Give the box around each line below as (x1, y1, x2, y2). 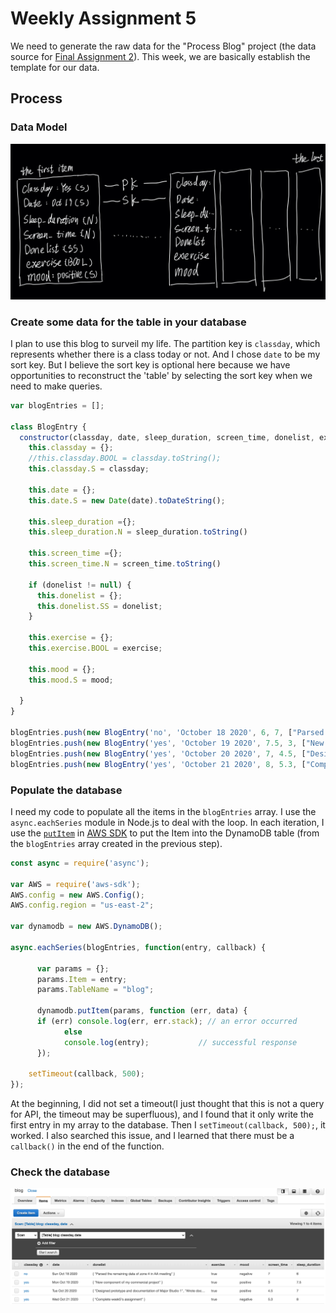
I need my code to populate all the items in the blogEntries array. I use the (10, 805, 317, 817)
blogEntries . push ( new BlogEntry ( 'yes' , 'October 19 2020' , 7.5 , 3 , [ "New (10, 738, 325, 748)
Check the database (10, 1165, 111, 1179)
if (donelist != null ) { (28, 580, 132, 590)
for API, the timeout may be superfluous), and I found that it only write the (10, 1108, 314, 1121)
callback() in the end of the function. (10, 1140, 165, 1152)
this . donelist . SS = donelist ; (36, 601, 163, 611)
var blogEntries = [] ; (10, 400, 105, 411)
